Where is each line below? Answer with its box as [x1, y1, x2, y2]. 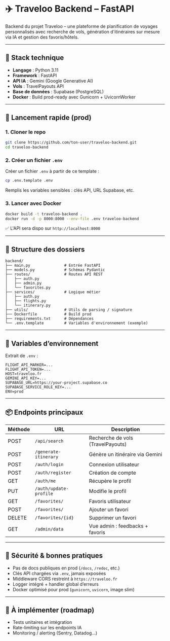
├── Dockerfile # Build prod [5, 312, 92, 317]
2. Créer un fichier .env [5, 157, 63, 164]
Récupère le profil [89, 477, 132, 484]
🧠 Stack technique [5, 53, 64, 62]
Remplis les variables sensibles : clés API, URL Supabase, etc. [5, 187, 135, 193]
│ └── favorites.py [5, 285, 51, 291]
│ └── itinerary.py [5, 303, 51, 308]
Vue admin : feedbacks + [89, 522, 148, 529]
